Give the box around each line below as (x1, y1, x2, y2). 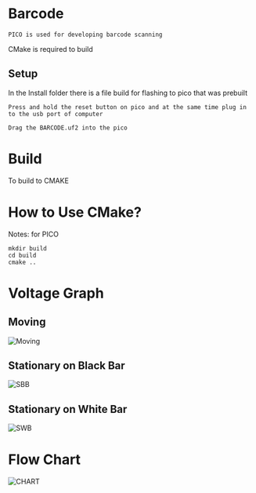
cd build (8, 251, 37, 259)
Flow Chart (8, 451, 81, 469)
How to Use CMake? (8, 203, 142, 221)
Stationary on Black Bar (8, 359, 125, 373)
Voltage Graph (8, 284, 104, 302)
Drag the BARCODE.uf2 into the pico (8, 123, 128, 132)
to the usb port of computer (8, 110, 103, 118)
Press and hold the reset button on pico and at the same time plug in (8, 103, 247, 111)
